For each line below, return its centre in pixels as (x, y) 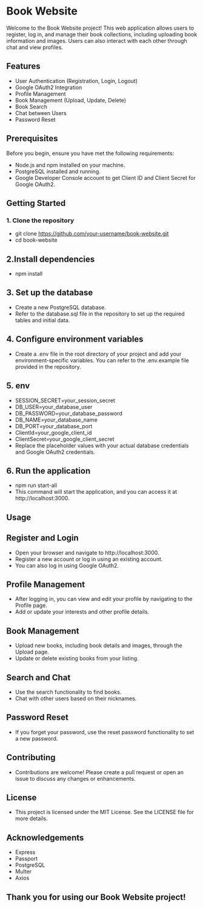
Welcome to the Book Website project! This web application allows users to (100, 28)
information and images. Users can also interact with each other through (97, 41)
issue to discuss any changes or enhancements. (75, 778)
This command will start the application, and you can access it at (96, 492)
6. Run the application (48, 471)
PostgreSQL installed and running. (58, 171)
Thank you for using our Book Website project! (96, 897)
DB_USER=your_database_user (54, 406)
